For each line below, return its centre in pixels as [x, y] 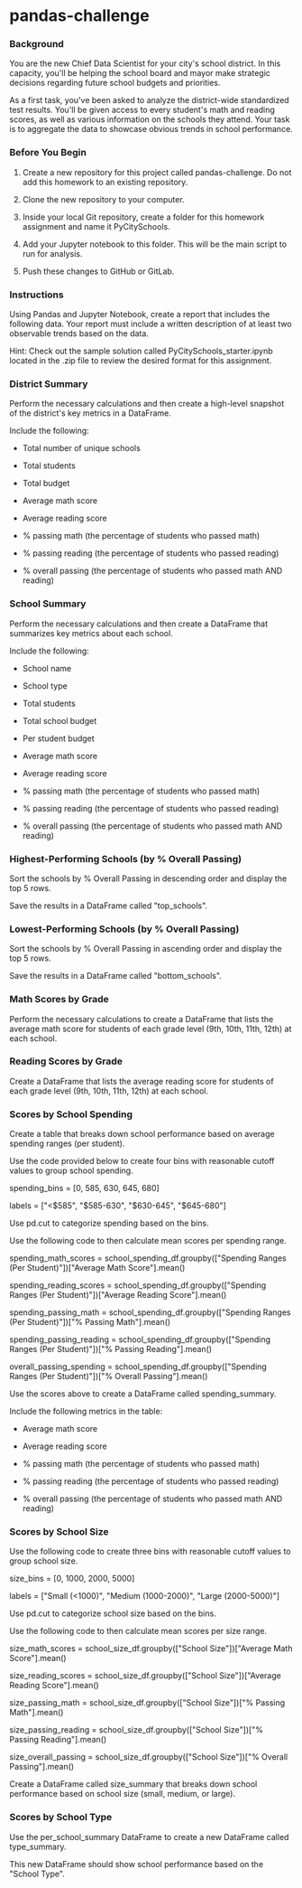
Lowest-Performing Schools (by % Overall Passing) [124, 929]
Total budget [46, 484]
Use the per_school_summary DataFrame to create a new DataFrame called [149, 1836]
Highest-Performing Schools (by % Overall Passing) [126, 859]
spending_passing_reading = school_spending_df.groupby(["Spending [140, 1339]
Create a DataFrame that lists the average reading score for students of [142, 1081]
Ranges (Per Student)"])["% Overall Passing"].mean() [109, 1376]
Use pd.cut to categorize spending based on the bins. [109, 1223]
